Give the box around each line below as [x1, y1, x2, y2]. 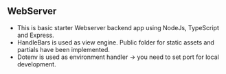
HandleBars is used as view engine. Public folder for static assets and [16, 38, 215, 47]
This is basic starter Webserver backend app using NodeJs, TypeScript [16, 23, 220, 32]
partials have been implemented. [16, 45, 110, 53]
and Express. [16, 31, 55, 39]
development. [16, 60, 56, 68]
